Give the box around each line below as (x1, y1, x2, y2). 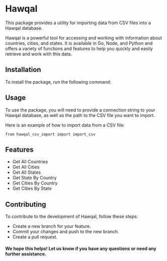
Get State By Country (12, 175, 57, 181)
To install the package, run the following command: (5, 79, 112, 85)
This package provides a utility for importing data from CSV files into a (5, 20, 151, 26)
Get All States (12, 169, 41, 175)
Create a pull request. (12, 234, 58, 240)
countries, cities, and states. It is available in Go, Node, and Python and (5, 40, 153, 46)
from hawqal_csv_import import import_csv (5, 132, 96, 137)
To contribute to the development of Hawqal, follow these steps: (5, 214, 138, 220)
